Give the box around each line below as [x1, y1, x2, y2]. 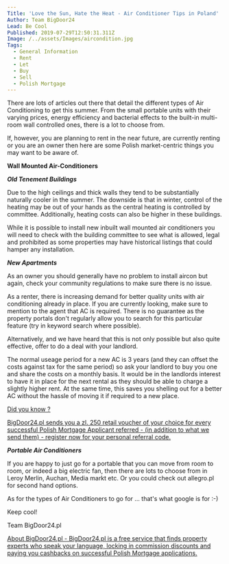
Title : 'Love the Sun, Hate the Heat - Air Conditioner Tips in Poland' [7, 10, 219, 17]
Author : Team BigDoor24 [7, 16, 75, 23]
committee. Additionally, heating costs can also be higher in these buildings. [7, 210, 222, 219]
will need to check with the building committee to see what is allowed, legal [7, 231, 220, 239]
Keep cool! [7, 508, 38, 516]
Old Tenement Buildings [7, 175, 77, 184]
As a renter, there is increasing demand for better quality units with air [7, 293, 204, 301]
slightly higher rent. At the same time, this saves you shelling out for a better [7, 384, 222, 393]
